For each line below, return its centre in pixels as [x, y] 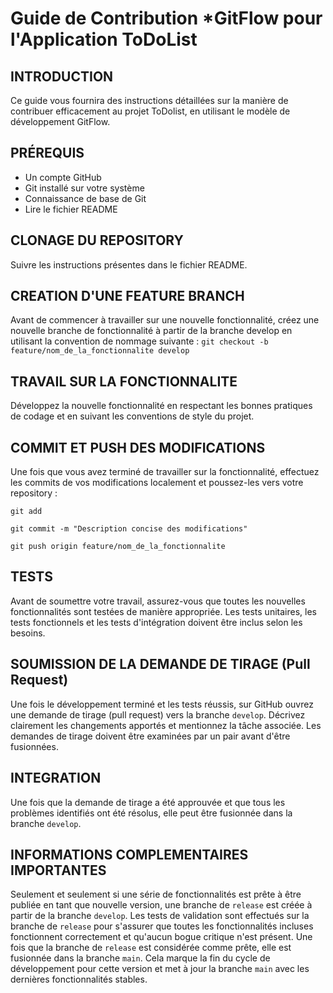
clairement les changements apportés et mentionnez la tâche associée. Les [166, 725]
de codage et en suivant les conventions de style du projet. [132, 416]
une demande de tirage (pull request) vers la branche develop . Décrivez [158, 714]
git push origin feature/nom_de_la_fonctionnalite [118, 547]
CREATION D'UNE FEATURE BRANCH [127, 296]
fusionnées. [34, 746]
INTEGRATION [56, 778]
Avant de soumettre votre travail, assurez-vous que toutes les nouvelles [158, 601]
